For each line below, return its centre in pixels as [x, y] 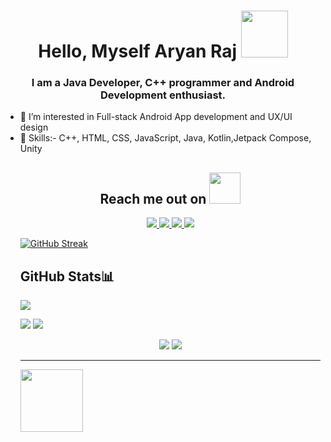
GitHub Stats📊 [67, 276]
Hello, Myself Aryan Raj [138, 51]
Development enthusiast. [163, 95]
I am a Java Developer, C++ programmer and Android [163, 83]
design [34, 127]
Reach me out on [153, 198]
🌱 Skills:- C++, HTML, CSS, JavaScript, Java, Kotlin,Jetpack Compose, [165, 138]
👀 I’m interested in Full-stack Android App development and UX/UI [156, 117]
